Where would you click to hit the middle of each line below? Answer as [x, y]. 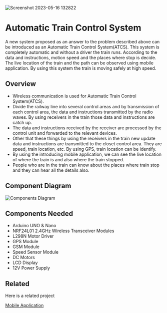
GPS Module [25, 242]
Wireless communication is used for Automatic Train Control [74, 96]
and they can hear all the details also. [51, 170]
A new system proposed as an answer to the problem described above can [82, 41]
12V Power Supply [31, 268]
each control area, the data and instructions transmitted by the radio [83, 112]
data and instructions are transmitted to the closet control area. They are [87, 144]
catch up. [22, 122]
